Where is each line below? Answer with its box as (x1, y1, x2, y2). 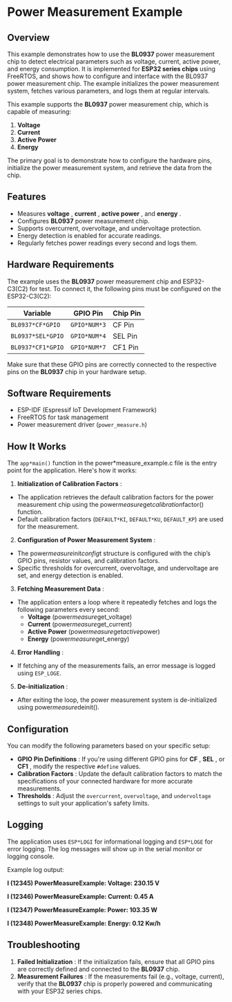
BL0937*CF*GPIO (10, 321, 61, 328)
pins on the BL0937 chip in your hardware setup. (7, 367, 147, 375)
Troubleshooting (7, 939, 81, 951)
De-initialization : (17, 683, 68, 691)
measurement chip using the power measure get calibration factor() (17, 501, 204, 509)
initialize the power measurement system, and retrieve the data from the (7, 164, 213, 171)
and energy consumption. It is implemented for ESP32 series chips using (7, 65, 216, 73)
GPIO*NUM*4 (70, 332, 106, 340)
